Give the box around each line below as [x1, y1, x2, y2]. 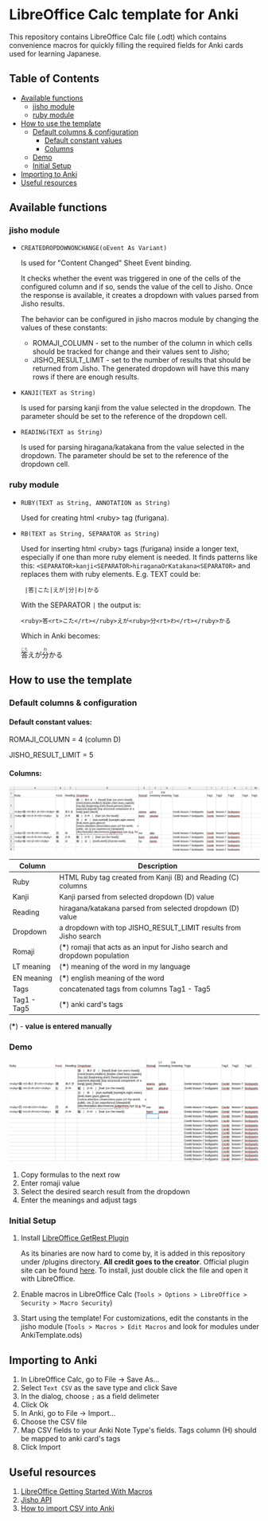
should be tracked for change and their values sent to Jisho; [32, 347, 230, 356]
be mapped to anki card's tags [20, 1434, 121, 1444]
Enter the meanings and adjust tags [20, 1195, 138, 1205]
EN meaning [12, 973, 52, 982]
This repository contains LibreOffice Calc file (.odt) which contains [9, 32, 227, 41]
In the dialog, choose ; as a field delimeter [20, 1392, 160, 1401]
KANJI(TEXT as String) [20, 389, 96, 398]
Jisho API [20, 1496, 52, 1505]
